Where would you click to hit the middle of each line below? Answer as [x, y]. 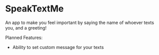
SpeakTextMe [35, 9]
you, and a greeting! [26, 27]
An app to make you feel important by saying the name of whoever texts [80, 22]
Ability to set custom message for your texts [58, 47]
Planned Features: [24, 37]
